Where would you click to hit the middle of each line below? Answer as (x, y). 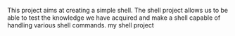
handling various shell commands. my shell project (81, 25)
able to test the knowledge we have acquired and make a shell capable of (114, 18)
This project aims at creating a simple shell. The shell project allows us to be (118, 10)
